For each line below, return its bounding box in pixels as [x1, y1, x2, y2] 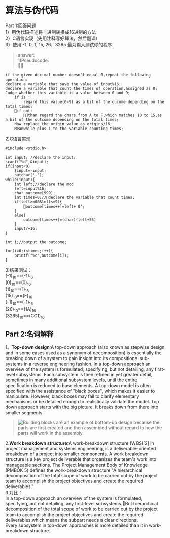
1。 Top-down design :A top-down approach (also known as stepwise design [5, 344, 165, 350]
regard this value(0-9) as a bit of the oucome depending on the [23, 99, 165, 105]
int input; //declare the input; [5, 155, 76, 160]
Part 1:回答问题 [5, 22, 37, 29]
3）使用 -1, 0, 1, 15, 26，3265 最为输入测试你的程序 [5, 41, 112, 47]
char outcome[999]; [14, 190, 56, 195]
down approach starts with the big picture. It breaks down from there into [5, 404, 159, 411]
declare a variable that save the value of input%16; [5, 81, 122, 87]
